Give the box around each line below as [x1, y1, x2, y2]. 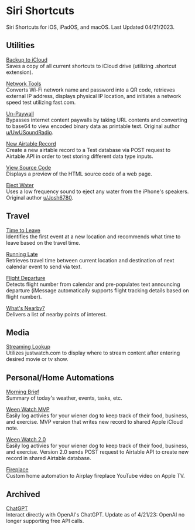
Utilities [6, 40, 35, 50]
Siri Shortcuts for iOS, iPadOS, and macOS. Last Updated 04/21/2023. [6, 23, 175, 31]
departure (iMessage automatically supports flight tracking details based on [6, 286, 189, 294]
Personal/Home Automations [6, 373, 115, 383]
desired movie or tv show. [6, 356, 69, 363]
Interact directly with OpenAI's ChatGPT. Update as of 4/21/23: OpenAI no [6, 511, 185, 518]
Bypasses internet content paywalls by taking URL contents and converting [6, 116, 187, 123]
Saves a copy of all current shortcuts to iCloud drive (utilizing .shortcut [6, 62, 177, 69]
